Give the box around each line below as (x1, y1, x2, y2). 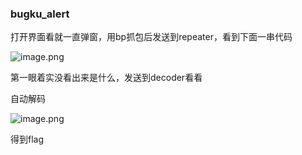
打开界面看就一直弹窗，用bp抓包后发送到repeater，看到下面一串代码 (10, 31, 293, 43)
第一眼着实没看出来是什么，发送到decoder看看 (10, 72, 203, 84)
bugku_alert (10, 7, 70, 21)
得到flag (10, 133, 45, 146)
